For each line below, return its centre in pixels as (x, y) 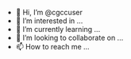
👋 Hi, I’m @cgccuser (49, 12)
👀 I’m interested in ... (49, 21)
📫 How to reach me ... (52, 47)
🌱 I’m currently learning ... (58, 29)
